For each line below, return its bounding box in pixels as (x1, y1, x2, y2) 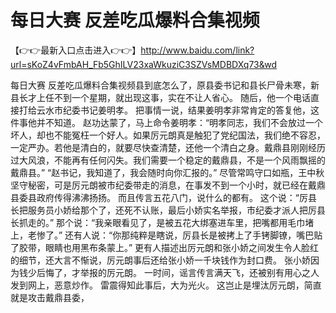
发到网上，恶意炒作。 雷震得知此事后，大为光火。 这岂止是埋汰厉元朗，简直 (10, 279, 322, 291)
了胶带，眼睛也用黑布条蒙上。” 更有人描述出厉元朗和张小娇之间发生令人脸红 (10, 241, 320, 253)
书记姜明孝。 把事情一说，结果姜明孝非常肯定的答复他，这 (79, 104, 320, 116)
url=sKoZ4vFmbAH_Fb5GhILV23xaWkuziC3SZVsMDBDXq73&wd (10, 58, 278, 70)
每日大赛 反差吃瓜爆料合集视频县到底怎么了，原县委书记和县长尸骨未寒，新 (10, 79, 320, 91)
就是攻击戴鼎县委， (10, 291, 90, 303)
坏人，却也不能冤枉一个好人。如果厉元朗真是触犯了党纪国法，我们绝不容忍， (10, 129, 326, 141)
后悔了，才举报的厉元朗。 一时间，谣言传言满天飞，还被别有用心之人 (36, 266, 320, 278)
